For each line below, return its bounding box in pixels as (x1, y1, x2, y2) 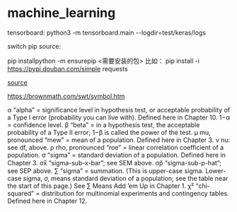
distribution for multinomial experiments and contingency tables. (41, 189, 229, 197)
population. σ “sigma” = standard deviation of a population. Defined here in (7, 151, 226, 159)
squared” (7, 189, 35, 197)
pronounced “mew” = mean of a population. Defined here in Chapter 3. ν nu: (7, 136, 231, 144)
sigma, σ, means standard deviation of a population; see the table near (23, 174, 229, 182)
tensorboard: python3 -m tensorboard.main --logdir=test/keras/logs (7, 28, 207, 37)
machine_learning (7, 5, 116, 21)
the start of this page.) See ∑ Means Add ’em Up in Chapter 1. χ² (7, 182, 195, 190)
